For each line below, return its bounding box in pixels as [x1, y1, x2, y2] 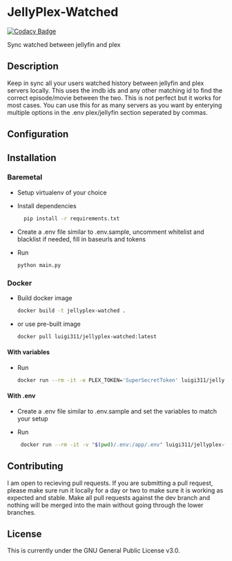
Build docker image [17, 293, 72, 302]
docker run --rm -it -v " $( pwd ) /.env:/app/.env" [20, 441, 164, 448]
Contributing [7, 461, 64, 472]
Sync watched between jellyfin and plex [7, 40, 121, 48]
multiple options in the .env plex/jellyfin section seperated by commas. [7, 108, 209, 116]
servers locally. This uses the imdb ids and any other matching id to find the [7, 86, 223, 94]
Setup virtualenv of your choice [17, 188, 107, 196]
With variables [7, 348, 50, 356]
